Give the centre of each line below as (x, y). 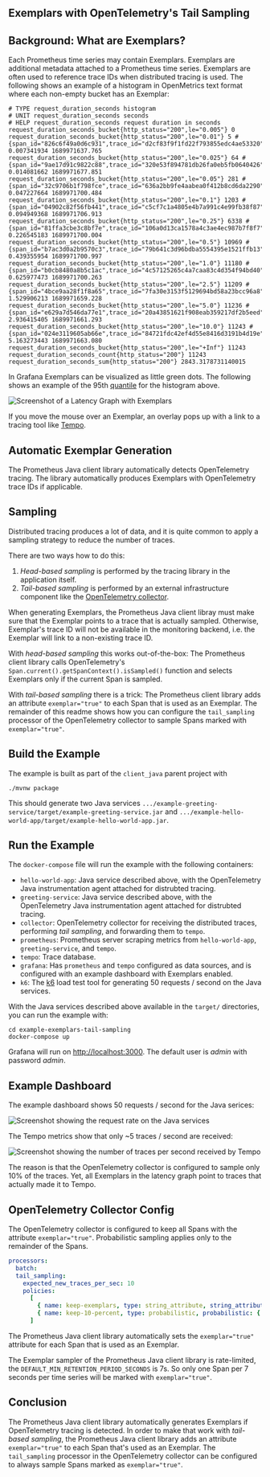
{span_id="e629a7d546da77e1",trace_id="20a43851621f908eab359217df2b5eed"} (138, 313)
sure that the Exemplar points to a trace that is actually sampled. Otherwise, (133, 620)
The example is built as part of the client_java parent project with (118, 773)
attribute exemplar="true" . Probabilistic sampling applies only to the (120, 1238)
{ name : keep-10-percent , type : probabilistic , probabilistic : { (149, 1313)
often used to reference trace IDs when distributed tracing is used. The (126, 77)
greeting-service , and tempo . (68, 948)
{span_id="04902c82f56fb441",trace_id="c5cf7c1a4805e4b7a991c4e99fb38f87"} (138, 207)
